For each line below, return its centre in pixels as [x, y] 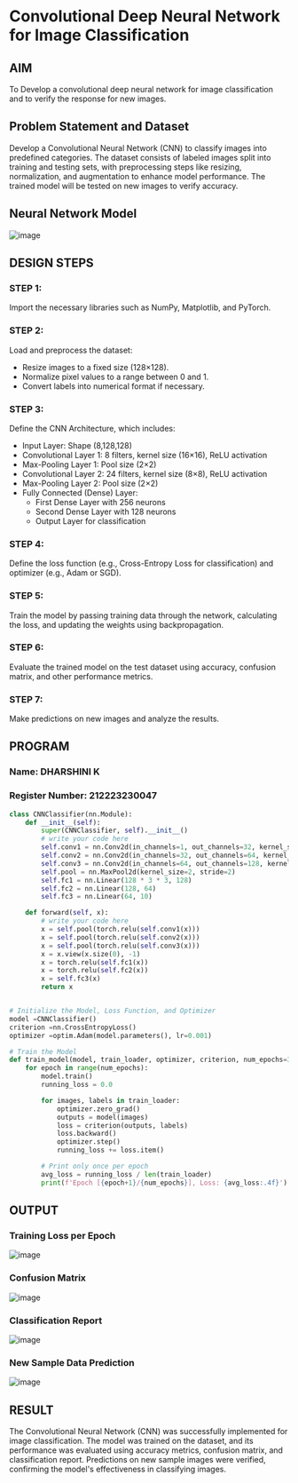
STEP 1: [26, 288]
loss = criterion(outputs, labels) [122, 1125]
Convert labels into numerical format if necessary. [114, 386]
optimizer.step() [89, 1142]
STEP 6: [27, 647]
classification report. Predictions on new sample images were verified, [137, 1460]
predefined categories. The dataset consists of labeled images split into [140, 157]
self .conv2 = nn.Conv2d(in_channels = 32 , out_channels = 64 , [150, 856]
